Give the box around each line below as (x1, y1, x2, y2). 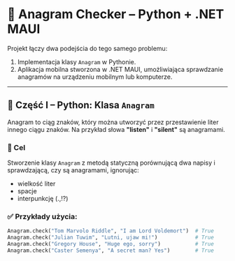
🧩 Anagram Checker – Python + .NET (7, 6, 225, 22)
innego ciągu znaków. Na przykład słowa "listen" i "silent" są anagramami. (7, 125, 225, 133)
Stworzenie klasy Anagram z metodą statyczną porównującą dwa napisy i (7, 158, 215, 167)
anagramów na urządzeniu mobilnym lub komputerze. (17, 73, 173, 81)
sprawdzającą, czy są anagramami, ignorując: (7, 166, 140, 174)
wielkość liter (17, 179, 56, 188)
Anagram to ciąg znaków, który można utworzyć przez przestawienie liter (7, 118, 219, 126)
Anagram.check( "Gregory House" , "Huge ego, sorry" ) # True (7, 241, 215, 248)
